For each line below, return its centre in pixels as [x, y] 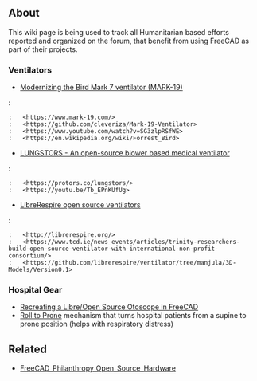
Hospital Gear [35, 290]
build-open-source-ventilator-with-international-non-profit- [113, 249]
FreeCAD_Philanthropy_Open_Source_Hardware [98, 368]
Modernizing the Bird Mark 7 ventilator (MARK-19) [101, 88]
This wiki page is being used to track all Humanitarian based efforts [119, 32]
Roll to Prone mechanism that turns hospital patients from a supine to [133, 316]
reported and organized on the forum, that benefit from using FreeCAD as [128, 41]
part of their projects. [43, 49]
